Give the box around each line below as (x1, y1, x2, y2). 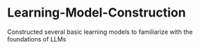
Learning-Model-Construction (7, 5, 186, 21)
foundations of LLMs (7, 35, 67, 43)
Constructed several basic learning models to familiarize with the (7, 28, 193, 36)
